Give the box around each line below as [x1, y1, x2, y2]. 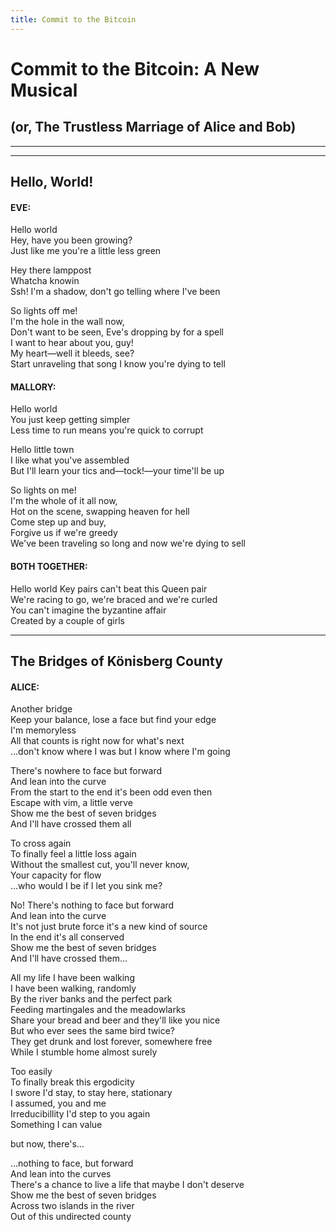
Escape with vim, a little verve [10, 797, 133, 809]
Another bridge [10, 703, 73, 715]
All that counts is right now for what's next [10, 735, 185, 747]
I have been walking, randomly [10, 982, 137, 995]
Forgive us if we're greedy [10, 527, 118, 539]
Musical [10, 79, 78, 101]
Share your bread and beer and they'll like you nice [10, 1014, 221, 1026]
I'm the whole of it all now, [10, 495, 118, 507]
